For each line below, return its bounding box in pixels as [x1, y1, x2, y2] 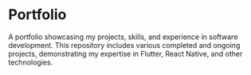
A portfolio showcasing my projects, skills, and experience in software [8, 32, 238, 41]
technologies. [8, 57, 53, 67]
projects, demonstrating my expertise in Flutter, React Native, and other [8, 49, 243, 58]
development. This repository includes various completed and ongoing [8, 40, 241, 49]
